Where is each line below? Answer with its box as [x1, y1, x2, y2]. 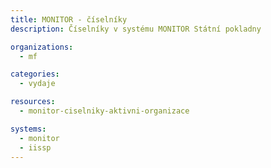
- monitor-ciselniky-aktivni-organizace [19, 106, 190, 116]
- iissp [19, 142, 52, 153]
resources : [10, 97, 56, 107]
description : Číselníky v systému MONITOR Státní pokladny [10, 24, 262, 34]
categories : [10, 69, 60, 80]
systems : [10, 124, 47, 134]
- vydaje [19, 79, 56, 89]
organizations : [10, 42, 74, 52]
